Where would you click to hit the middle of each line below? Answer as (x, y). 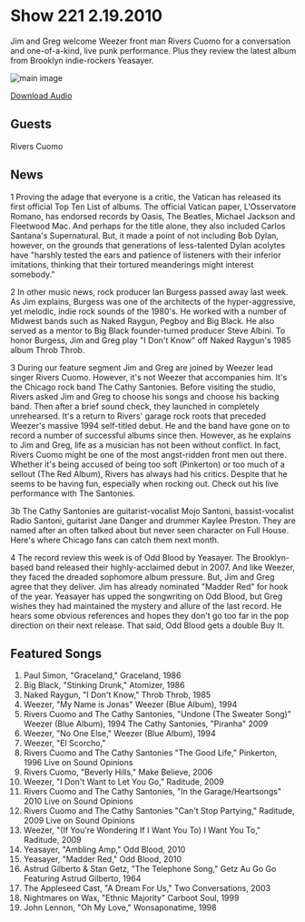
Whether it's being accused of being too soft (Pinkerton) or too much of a (148, 464)
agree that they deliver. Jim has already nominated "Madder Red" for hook (149, 586)
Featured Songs (56, 653)
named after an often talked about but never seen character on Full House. (150, 530)
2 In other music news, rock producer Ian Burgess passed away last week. (149, 291)
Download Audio (41, 96)
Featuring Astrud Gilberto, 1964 (82, 878)
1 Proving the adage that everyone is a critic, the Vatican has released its (146, 197)
